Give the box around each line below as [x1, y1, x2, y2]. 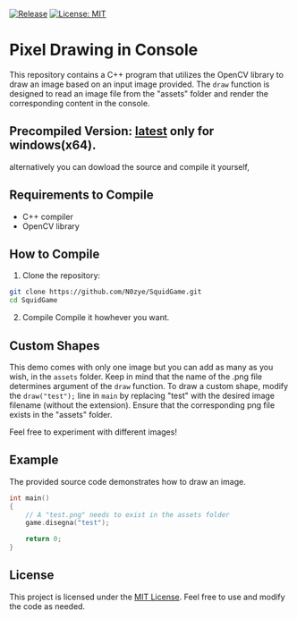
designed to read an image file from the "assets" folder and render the [9, 88, 268, 98]
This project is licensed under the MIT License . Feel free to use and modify [9, 591, 285, 602]
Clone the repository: [21, 270, 101, 281]
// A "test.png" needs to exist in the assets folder [25, 510, 230, 519]
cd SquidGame [9, 296, 58, 305]
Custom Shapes [9, 338, 100, 353]
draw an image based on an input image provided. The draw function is [9, 79, 270, 89]
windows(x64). [9, 138, 97, 153]
